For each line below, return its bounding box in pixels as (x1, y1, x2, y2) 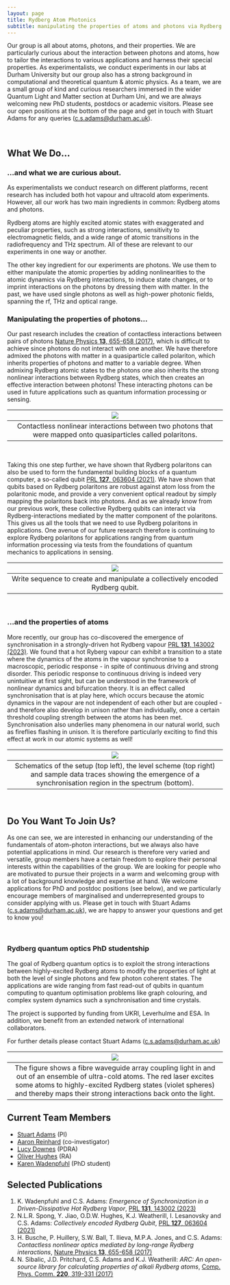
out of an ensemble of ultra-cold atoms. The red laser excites (16, 1071, 214, 1081)
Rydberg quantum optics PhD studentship (7, 944, 149, 954)
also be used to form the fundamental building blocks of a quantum (7, 468, 197, 476)
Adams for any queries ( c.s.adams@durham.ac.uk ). (7, 114, 153, 123)
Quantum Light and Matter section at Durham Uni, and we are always (7, 92, 202, 101)
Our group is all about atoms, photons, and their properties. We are (7, 42, 196, 50)
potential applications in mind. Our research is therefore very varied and (7, 848, 210, 856)
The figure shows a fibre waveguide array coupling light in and (14, 1063, 216, 1072)
